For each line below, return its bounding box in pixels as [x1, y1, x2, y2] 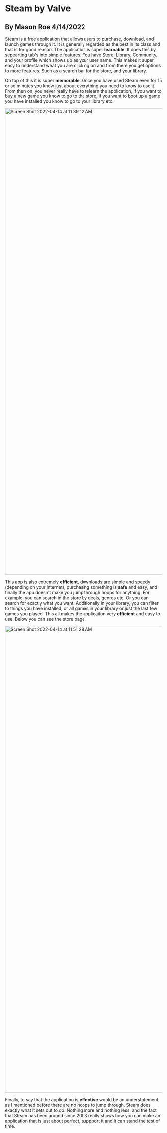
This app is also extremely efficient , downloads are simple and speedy [5, 579, 151, 585]
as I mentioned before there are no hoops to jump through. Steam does [5, 1102, 151, 1108]
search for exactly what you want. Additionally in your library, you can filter [5, 600, 159, 606]
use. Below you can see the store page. [5, 616, 86, 622]
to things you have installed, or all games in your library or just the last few [5, 605, 158, 611]
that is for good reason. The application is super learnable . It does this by [5, 47, 156, 52]
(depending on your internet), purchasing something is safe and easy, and [5, 584, 158, 590]
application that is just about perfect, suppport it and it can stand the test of [5, 1118, 160, 1124]
